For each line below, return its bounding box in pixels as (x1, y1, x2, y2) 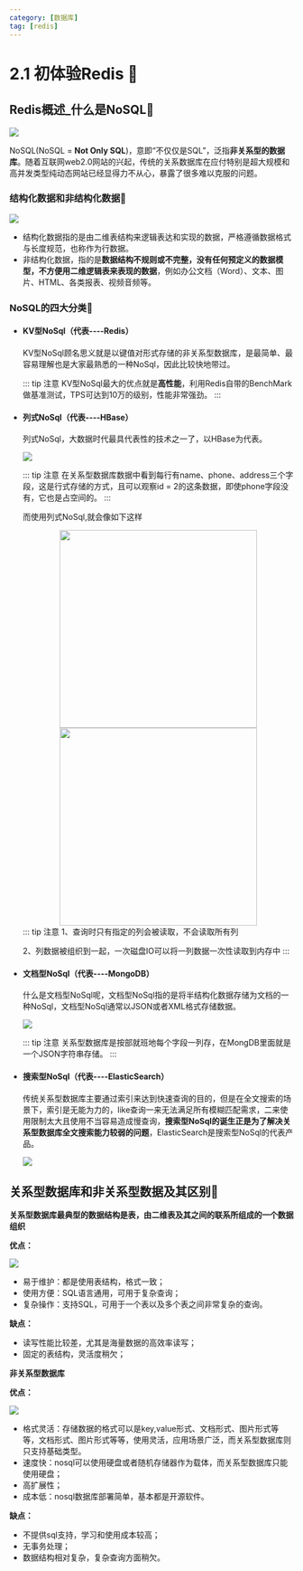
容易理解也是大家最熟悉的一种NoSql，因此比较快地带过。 (22, 358, 235, 369)
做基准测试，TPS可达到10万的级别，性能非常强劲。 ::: (22, 389, 222, 400)
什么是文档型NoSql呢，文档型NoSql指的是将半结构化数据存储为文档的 (22, 989, 281, 1000)
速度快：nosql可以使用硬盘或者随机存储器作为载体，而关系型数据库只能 (22, 1457, 289, 1468)
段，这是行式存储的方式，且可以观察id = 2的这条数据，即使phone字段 (22, 481, 281, 492)
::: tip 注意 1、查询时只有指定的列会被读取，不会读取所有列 (22, 926, 239, 937)
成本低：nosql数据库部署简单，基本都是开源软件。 (22, 1491, 209, 1502)
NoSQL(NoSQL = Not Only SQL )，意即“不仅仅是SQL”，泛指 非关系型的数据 (9, 145, 286, 156)
